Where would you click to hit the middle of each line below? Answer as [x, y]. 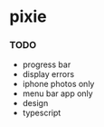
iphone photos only [58, 84]
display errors [48, 74]
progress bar [47, 64]
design [35, 103]
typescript [42, 113]
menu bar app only [57, 93]
